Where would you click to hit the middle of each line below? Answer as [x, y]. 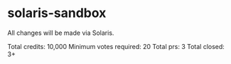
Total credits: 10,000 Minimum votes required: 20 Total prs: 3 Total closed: [116, 46]
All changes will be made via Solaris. [61, 33]
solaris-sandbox [57, 13]
